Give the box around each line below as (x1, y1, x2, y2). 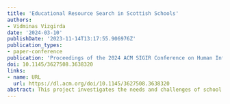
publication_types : (7, 42, 63, 49)
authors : (7, 16, 32, 23)
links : (7, 67, 26, 74)
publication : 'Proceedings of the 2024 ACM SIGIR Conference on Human (7, 55, 213, 62)
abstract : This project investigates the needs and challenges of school (7, 86, 222, 93)
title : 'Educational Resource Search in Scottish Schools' (7, 10, 179, 17)
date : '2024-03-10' (7, 29, 63, 36)
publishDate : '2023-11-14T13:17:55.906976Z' (7, 36, 136, 42)
